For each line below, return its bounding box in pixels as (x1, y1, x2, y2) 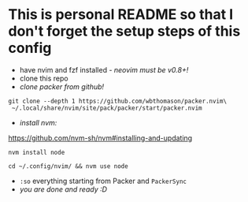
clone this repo (19, 73, 68, 83)
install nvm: (19, 118, 57, 127)
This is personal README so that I (8, 6, 234, 24)
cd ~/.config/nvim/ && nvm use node (8, 162, 128, 170)
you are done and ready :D (19, 184, 108, 194)
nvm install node (8, 148, 65, 156)
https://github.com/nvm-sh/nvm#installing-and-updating (8, 133, 193, 143)
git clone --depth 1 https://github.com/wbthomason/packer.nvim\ (8, 97, 227, 105)
